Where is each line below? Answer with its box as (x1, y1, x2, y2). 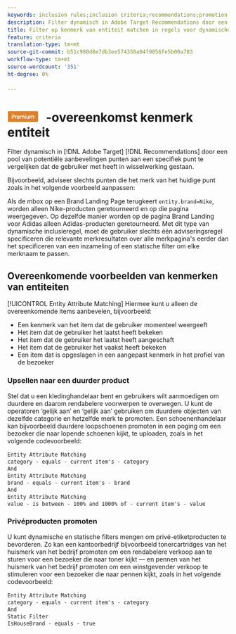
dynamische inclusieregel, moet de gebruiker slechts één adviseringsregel (7, 227, 223, 236)
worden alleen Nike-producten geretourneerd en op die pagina (7, 205, 190, 213)
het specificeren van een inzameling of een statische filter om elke (7, 242, 200, 251)
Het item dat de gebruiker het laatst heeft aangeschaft (17, 336, 174, 344)
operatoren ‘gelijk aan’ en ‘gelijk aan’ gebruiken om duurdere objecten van (7, 407, 221, 415)
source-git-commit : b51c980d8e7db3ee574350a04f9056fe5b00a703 (7, 49, 193, 56)
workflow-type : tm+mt (7, 56, 71, 63)
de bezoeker (17, 358, 54, 367)
